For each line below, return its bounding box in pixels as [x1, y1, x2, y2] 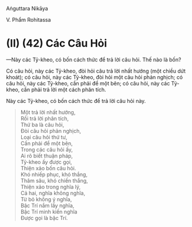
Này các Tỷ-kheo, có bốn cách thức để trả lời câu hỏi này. [6, 97, 146, 104]
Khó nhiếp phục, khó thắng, [20, 171, 88, 178]
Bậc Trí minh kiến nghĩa [20, 208, 78, 215]
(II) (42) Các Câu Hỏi [6, 37, 107, 50]
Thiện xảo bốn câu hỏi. [20, 164, 76, 171]
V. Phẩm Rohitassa [6, 16, 51, 23]
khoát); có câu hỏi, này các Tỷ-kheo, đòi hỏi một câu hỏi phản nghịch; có [6, 73, 183, 81]
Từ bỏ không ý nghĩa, [20, 195, 72, 202]
